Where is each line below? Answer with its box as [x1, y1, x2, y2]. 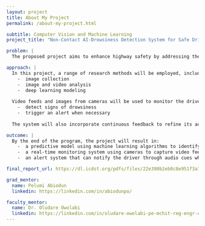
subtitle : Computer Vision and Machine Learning [6, 31, 132, 37]
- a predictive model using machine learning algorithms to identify [17, 144, 201, 150]
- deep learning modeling [17, 87, 86, 93]
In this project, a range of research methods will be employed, [12, 70, 182, 76]
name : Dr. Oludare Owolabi [12, 205, 81, 211]
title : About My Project [6, 15, 70, 21]
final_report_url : [6, 166, 53, 172]
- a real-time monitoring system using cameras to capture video [17, 149, 190, 155]
